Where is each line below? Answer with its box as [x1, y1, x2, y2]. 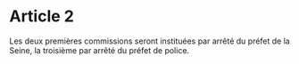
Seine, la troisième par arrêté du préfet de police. [9, 44, 190, 55]
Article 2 [9, 6, 74, 27]
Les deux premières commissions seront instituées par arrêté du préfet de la [9, 36, 290, 46]
